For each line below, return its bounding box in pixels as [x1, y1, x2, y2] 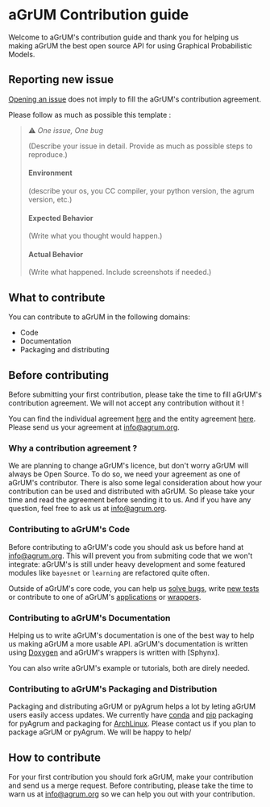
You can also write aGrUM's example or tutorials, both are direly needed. [8, 663, 250, 672]
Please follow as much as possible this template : [8, 110, 172, 119]
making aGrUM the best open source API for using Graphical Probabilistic [8, 40, 252, 50]
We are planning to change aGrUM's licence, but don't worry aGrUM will [8, 461, 249, 471]
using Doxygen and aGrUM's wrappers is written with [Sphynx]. [8, 647, 220, 657]
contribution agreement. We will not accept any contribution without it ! [8, 397, 244, 408]
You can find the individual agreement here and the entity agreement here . [8, 414, 256, 423]
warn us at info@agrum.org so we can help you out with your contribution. [8, 788, 255, 799]
